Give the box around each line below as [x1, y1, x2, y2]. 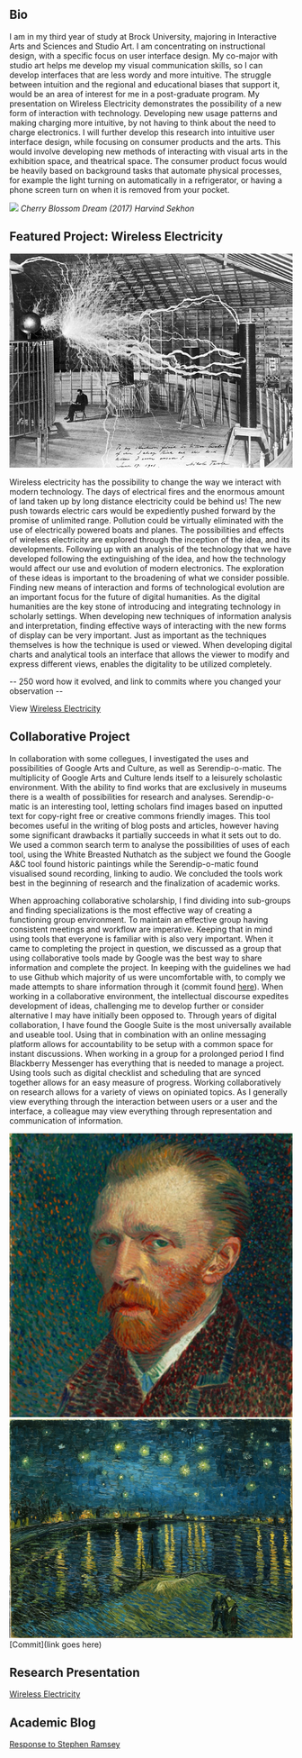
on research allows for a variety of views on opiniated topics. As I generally [9, 1086, 288, 1098]
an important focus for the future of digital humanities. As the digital [9, 592, 261, 602]
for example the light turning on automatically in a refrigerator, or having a [9, 175, 283, 186]
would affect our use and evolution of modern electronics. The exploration [9, 563, 285, 573]
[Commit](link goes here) [9, 1639, 102, 1650]
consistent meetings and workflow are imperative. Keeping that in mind [9, 924, 272, 934]
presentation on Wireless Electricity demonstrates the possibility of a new [9, 98, 282, 109]
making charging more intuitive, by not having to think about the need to [9, 117, 277, 128]
